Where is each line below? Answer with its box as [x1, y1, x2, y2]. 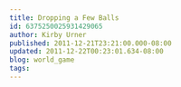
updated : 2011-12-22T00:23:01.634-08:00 [9, 47, 165, 56]
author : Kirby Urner [9, 30, 88, 39]
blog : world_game [9, 55, 75, 64]
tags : [9, 64, 30, 73]
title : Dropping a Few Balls [9, 13, 119, 23]
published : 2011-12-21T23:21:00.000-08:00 [9, 38, 172, 48]
